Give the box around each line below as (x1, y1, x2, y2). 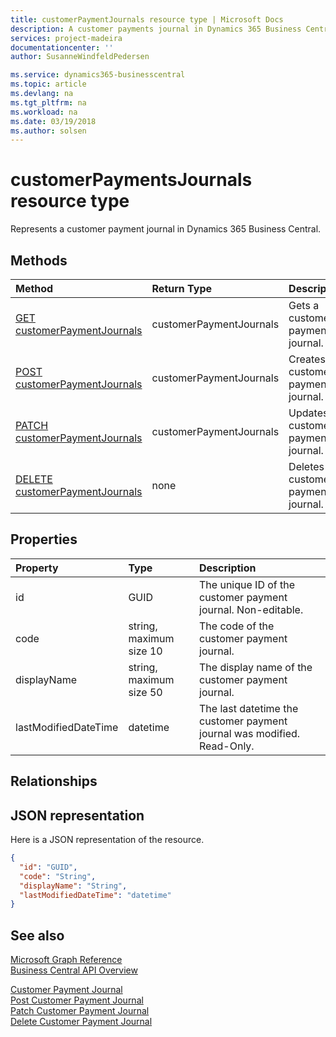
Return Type (151, 282, 213, 295)
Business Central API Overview (10, 964, 138, 976)
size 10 (128, 644, 163, 658)
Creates (288, 352, 326, 366)
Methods (10, 252, 68, 269)
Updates (288, 406, 329, 420)
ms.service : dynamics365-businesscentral (10, 70, 186, 80)
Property (15, 561, 59, 575)
